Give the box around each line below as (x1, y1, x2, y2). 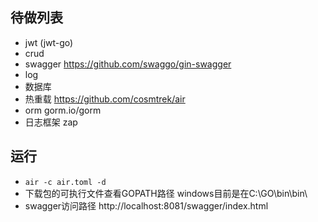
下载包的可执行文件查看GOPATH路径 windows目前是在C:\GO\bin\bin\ (24, 187, 308, 199)
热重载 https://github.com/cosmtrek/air (24, 93, 186, 105)
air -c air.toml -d (24, 177, 107, 187)
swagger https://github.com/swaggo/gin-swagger (24, 58, 232, 70)
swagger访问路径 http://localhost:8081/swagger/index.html (24, 199, 269, 212)
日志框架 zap (24, 116, 78, 128)
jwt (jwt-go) (24, 36, 74, 48)
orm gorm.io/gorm (24, 104, 102, 116)
